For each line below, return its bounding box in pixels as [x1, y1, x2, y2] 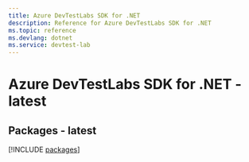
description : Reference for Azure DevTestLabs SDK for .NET [8, 19, 212, 27]
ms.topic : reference [8, 26, 77, 34]
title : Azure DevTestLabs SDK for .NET [8, 11, 141, 20]
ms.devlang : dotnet [8, 33, 73, 42]
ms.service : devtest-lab [8, 41, 91, 49]
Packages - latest [8, 124, 97, 137]
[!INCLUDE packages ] [8, 145, 80, 155]
